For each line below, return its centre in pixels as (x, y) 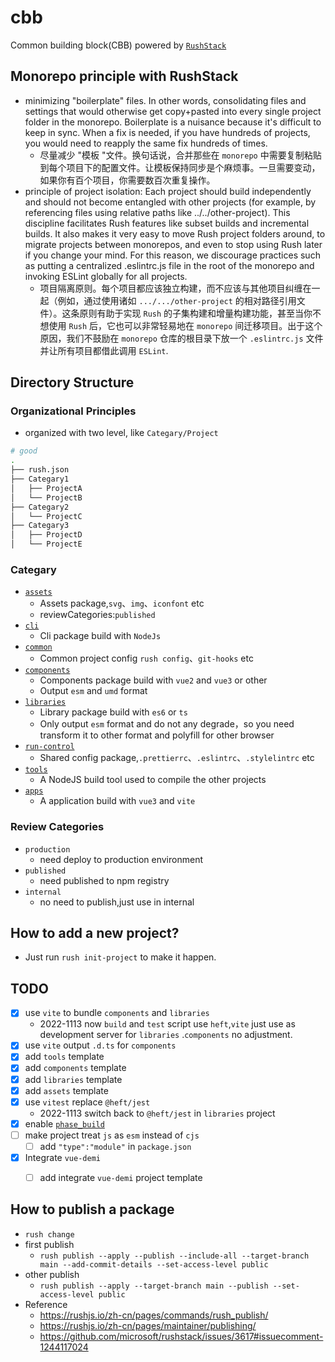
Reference (46, 1304)
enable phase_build (64, 1123)
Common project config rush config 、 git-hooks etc (146, 658)
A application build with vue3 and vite (117, 801)
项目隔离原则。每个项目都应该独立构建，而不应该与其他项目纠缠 (171, 288)
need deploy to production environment (121, 859)
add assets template (66, 1090)
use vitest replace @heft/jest (87, 1102)
